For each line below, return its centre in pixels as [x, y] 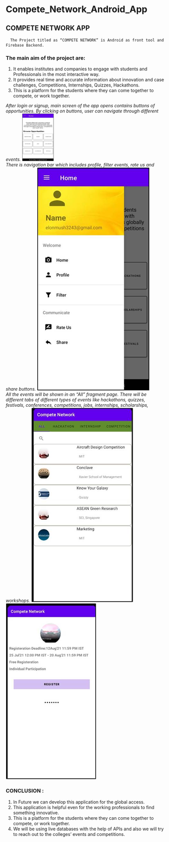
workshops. [18, 601]
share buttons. [21, 389]
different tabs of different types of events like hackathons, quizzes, [76, 400]
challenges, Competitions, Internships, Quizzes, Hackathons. [76, 85]
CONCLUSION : [25, 791]
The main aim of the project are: [45, 58]
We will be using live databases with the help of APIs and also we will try [88, 829]
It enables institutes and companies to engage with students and [80, 69]
